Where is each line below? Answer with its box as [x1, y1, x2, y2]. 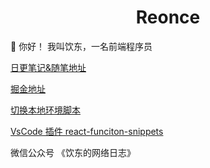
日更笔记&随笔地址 [10, 61, 87, 73]
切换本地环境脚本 [10, 104, 81, 116]
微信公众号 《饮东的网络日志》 [10, 146, 136, 158]
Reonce [135, 6, 201, 29]
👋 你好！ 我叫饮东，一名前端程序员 [10, 40, 153, 52]
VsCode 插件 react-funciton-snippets [10, 125, 164, 137]
